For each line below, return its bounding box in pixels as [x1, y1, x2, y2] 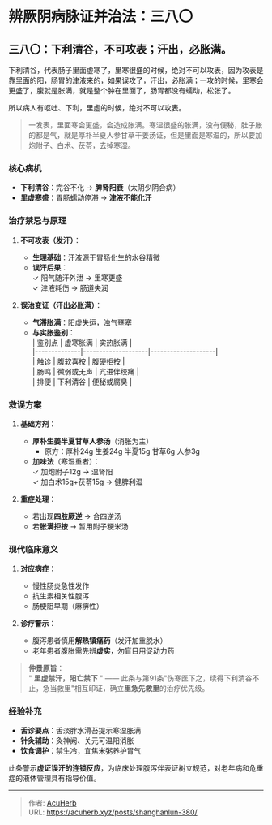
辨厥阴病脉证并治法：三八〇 [8, 7, 193, 26]
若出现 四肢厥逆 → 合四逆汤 [32, 511, 121, 520]
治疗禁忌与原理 [8, 215, 67, 227]
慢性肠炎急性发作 [32, 581, 90, 591]
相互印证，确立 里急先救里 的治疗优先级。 [74, 684, 210, 693]
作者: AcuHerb [28, 798, 77, 808]
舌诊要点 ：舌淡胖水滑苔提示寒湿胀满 [19, 726, 142, 736]
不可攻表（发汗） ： [19, 235, 81, 244]
